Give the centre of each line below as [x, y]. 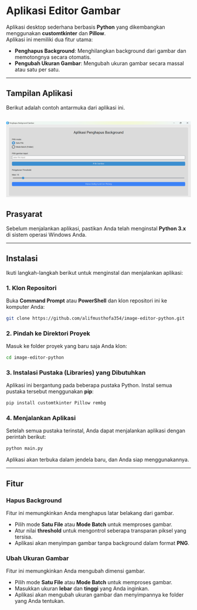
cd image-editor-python [35, 358]
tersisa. [23, 537]
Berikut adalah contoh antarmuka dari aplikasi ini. [65, 107]
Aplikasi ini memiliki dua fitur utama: [50, 39]
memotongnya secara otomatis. [53, 57]
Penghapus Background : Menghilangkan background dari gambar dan [100, 50]
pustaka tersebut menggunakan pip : [50, 391]
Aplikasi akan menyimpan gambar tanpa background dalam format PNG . [102, 543]
